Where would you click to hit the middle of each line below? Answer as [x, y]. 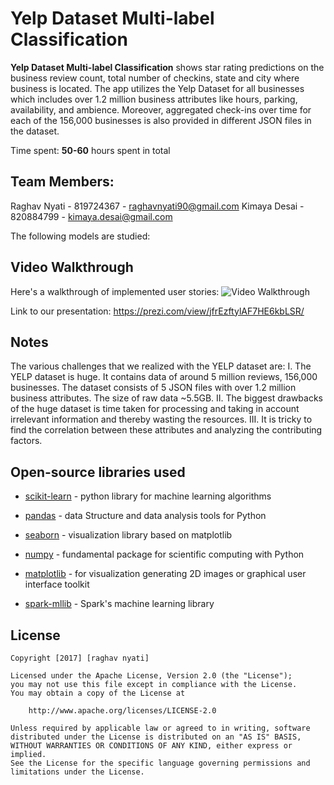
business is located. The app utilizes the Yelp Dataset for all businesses [157, 88]
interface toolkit [57, 584]
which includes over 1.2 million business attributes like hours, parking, [154, 99]
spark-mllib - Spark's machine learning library [119, 604]
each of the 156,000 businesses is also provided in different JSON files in [161, 120]
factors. [26, 441]
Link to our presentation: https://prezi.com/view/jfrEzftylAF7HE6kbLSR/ [157, 311]
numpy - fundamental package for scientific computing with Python [164, 554]
